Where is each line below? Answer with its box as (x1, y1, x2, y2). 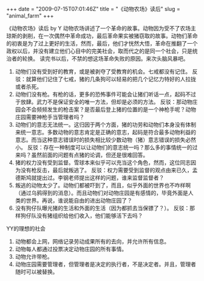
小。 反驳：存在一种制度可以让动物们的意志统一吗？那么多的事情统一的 (15, 144, 192, 151)
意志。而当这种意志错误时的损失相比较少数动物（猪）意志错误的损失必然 (15, 136, 196, 143)
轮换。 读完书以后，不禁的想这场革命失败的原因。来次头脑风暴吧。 (22, 55, 189, 62)
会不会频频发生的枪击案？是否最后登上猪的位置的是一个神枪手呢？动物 (20, 106, 196, 113)
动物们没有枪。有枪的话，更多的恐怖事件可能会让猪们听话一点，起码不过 (15, 90, 196, 98)
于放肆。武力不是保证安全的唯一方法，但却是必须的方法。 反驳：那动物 (15, 98, 192, 105)
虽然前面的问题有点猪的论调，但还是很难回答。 (31, 151, 149, 158)
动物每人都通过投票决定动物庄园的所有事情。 (15, 245, 127, 252)
